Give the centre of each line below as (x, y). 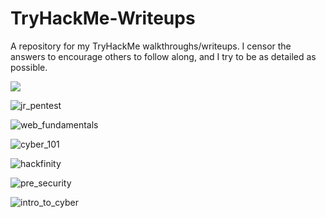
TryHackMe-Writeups (103, 18)
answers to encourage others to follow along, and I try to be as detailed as (163, 56)
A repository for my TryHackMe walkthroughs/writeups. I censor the (151, 46)
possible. (29, 67)
